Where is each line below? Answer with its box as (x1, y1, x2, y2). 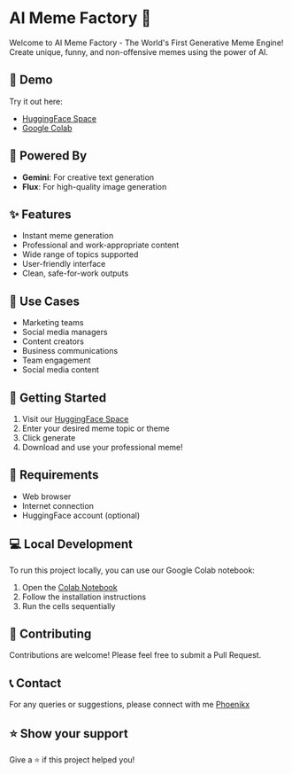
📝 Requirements (9, 467, 99, 482)
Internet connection (21, 500, 95, 511)
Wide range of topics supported (21, 249, 139, 260)
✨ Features (9, 207, 72, 222)
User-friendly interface (21, 259, 106, 270)
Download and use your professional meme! (21, 442, 183, 452)
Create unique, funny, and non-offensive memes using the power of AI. (9, 46, 268, 57)
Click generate (21, 433, 76, 442)
